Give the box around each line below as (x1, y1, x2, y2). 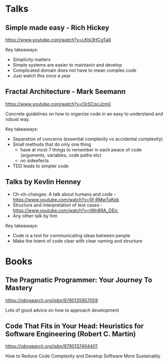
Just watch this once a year (12, 73, 71, 79)
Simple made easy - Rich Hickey (5, 23, 109, 32)
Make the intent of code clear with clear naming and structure (12, 237, 143, 244)
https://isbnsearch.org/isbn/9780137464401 (5, 343, 98, 349)
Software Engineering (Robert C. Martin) (5, 330, 136, 339)
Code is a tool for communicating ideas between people (12, 232, 131, 238)
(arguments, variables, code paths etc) (20, 152, 102, 158)
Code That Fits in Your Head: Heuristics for (5, 322, 144, 330)
